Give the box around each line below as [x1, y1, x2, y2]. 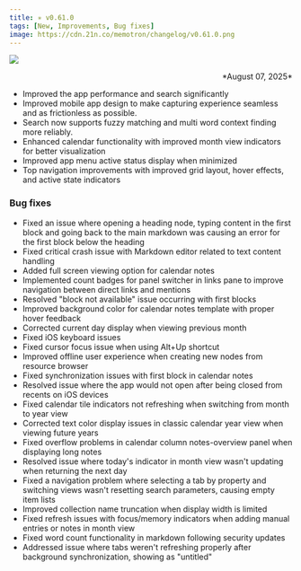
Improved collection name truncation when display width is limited [22, 504, 268, 514]
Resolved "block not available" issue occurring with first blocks [22, 294, 257, 304]
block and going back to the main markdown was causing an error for [22, 226, 280, 238]
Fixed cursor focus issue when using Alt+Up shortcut [22, 341, 220, 352]
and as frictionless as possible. [22, 108, 137, 119]
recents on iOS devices [22, 389, 110, 400]
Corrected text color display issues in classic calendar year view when [22, 417, 284, 428]
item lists [22, 494, 56, 505]
